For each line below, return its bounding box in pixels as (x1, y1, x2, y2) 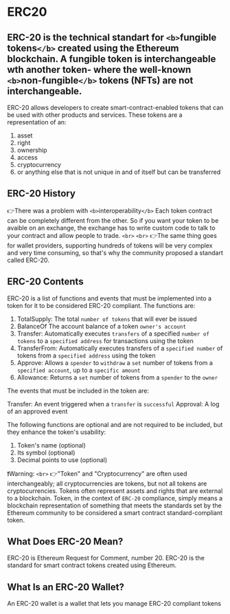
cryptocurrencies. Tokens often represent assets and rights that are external (7, 486, 223, 495)
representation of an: (7, 118, 67, 126)
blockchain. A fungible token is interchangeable (7, 53, 216, 65)
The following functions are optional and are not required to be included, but (7, 420, 223, 428)
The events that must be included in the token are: (7, 386, 150, 395)
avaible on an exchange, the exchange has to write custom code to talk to (7, 223, 216, 232)
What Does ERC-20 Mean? (7, 536, 124, 547)
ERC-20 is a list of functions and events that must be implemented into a (7, 294, 211, 303)
